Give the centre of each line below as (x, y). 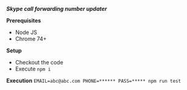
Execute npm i (33, 69)
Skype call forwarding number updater (57, 9)
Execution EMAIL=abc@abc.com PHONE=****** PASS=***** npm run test (94, 81)
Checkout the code (39, 62)
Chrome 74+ (31, 39)
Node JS (26, 32)
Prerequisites (24, 20)
